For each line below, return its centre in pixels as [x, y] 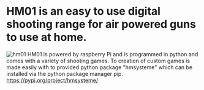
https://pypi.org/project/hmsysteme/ [52, 80]
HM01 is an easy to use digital [84, 11]
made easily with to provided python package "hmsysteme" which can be [100, 67]
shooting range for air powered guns [101, 24]
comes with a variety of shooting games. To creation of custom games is [98, 61]
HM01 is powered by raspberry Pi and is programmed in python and [113, 54]
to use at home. [47, 37]
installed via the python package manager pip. [65, 73]
